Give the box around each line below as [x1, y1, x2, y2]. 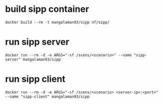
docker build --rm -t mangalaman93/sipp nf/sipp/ [5, 20, 110, 25]
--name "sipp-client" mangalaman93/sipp [5, 94, 90, 99]
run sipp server [5, 36, 69, 48]
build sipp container [5, 3, 89, 15]
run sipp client [5, 73, 66, 85]
